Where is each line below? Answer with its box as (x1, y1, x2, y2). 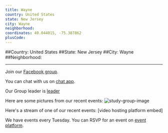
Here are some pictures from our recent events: (5, 97, 103, 103)
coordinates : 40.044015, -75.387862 (5, 30, 81, 35)
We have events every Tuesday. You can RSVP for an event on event (5, 117, 146, 123)
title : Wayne (5, 7, 32, 12)
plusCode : (5, 35, 26, 40)
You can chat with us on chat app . (5, 78, 75, 84)
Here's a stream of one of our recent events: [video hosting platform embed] (5, 107, 163, 113)
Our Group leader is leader (5, 88, 60, 94)
